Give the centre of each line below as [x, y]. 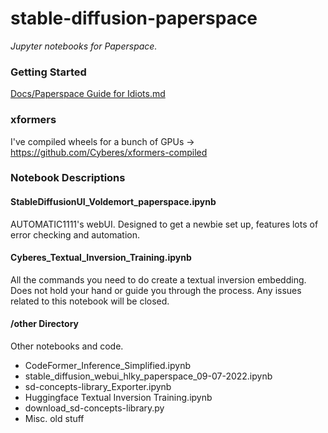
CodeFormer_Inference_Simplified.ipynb [108, 366]
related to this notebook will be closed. [90, 301]
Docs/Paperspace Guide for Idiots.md [88, 94]
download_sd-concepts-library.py [94, 408]
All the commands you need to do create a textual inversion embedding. [158, 279]
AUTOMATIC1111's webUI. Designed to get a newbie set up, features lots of [164, 224]
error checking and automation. [75, 234]
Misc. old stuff [54, 419]
